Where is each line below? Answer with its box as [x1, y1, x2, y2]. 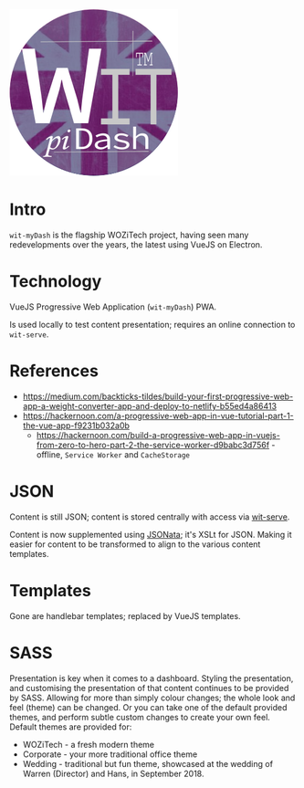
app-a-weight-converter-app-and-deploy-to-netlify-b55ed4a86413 [22, 400, 277, 411]
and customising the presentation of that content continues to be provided [9, 682, 289, 693]
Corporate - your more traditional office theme [22, 749, 198, 760]
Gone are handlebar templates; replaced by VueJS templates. [9, 610, 241, 621]
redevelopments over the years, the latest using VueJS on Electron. [9, 238, 263, 250]
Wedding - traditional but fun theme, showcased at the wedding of [22, 758, 274, 769]
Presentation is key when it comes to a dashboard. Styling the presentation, [9, 672, 294, 684]
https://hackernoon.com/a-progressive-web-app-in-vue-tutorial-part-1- [22, 410, 294, 421]
